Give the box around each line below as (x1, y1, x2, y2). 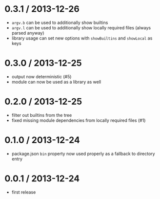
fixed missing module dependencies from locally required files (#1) (11, 117, 146, 123)
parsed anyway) (11, 30, 44, 36)
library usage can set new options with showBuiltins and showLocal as (11, 35, 153, 41)
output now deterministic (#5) (11, 73, 72, 79)
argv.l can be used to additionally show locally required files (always (11, 24, 151, 30)
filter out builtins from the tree (11, 112, 72, 118)
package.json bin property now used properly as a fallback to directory (11, 151, 155, 156)
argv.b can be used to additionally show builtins (11, 20, 108, 25)
